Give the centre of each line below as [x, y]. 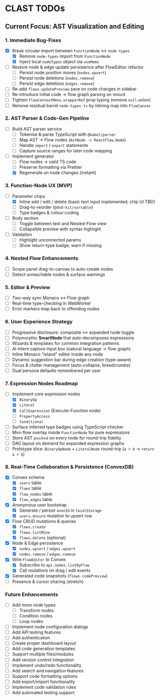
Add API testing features [36, 632]
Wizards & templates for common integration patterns [66, 343]
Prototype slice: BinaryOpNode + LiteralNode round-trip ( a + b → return [83, 449]
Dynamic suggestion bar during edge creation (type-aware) [72, 359]
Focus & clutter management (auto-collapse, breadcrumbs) [71, 365]
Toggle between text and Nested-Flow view [63, 224]
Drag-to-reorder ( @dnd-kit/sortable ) [56, 207]
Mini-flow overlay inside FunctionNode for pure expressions [71, 432]
